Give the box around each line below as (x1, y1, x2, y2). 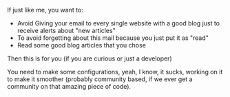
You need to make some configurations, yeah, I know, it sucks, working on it (7, 68, 223, 76)
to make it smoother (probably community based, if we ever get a (7, 75, 193, 83)
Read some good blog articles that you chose (17, 41, 147, 49)
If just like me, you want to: (7, 6, 84, 14)
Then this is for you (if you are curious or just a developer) (7, 54, 172, 63)
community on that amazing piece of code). (7, 83, 132, 90)
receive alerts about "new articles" (17, 27, 116, 34)
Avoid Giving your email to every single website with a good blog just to (17, 19, 220, 27)
